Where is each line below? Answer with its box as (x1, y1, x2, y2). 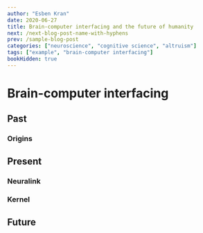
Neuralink (7, 176, 41, 186)
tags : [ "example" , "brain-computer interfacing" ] (7, 49, 154, 56)
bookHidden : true (7, 56, 58, 63)
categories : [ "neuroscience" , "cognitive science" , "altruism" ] (7, 42, 197, 49)
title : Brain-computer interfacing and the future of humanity (7, 23, 194, 30)
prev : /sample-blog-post (7, 36, 79, 43)
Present (7, 155, 42, 167)
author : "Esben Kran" (7, 10, 70, 17)
